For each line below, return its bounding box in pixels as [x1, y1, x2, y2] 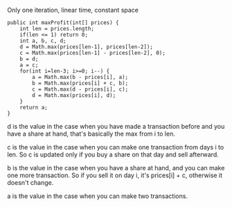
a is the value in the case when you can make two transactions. [7, 192, 188, 200]
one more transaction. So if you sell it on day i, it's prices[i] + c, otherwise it [7, 171, 223, 179]
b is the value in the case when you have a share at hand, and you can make [7, 164, 225, 172]
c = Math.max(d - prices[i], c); [32, 86, 129, 93]
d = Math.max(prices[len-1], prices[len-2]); [19, 44, 154, 51]
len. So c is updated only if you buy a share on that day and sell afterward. [7, 150, 220, 159]
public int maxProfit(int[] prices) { [7, 19, 119, 26]
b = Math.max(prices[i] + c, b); [32, 80, 129, 87]
